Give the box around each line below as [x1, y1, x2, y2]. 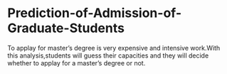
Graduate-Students [7, 20, 125, 36]
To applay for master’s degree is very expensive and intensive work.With [7, 43, 221, 52]
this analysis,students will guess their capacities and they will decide [7, 51, 209, 60]
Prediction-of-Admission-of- [7, 5, 182, 21]
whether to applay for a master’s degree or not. [7, 58, 146, 67]
